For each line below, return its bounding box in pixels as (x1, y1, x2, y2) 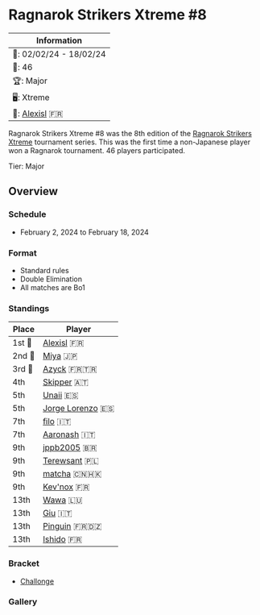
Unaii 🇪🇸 (43, 389, 79, 401)
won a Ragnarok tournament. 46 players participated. (8, 145, 186, 155)
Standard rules (19, 265, 70, 275)
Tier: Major (8, 161, 45, 171)
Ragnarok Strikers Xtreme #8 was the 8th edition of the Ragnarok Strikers (8, 128, 252, 138)
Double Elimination (19, 274, 83, 284)
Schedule (8, 209, 47, 220)
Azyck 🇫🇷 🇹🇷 (43, 364, 97, 375)
